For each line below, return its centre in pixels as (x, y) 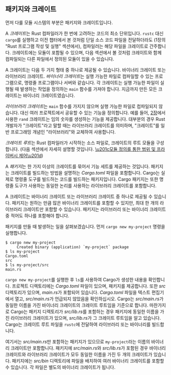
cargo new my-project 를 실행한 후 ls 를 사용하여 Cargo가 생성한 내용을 (76, 279)
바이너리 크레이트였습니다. (49, 95)
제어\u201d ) (31, 156)
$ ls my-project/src (27, 265)
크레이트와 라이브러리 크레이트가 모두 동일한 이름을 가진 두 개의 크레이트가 (79, 354)
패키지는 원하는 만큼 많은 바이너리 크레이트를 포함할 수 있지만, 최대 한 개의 (86, 203)
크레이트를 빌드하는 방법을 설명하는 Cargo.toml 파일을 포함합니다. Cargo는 (85, 172)
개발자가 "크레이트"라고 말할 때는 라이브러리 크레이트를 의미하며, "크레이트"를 (82, 125)
